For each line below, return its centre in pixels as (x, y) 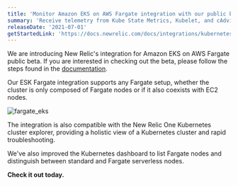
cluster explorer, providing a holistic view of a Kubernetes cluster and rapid (117, 132)
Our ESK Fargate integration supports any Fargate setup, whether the (108, 83)
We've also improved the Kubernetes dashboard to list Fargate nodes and (114, 153)
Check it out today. (36, 175)
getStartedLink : (31, 34)
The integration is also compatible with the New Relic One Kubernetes (109, 125)
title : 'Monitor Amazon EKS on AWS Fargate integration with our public (117, 14)
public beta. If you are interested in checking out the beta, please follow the (118, 62)
